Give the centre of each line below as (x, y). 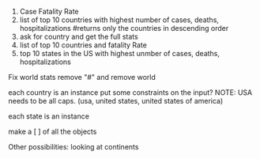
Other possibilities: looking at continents (73, 147)
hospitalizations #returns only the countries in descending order (124, 28)
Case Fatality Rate (49, 11)
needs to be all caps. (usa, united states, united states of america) (116, 101)
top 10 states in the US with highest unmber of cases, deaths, (119, 53)
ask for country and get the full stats (79, 36)
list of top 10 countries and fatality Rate (83, 45)
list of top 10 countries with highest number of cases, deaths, (119, 20)
